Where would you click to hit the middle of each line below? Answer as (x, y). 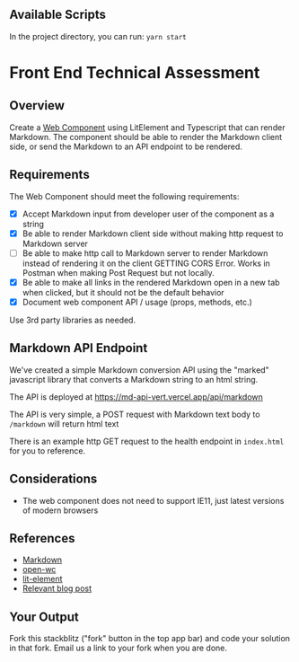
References (42, 538)
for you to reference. (48, 450)
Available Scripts (57, 15)
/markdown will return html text (64, 424)
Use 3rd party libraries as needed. (73, 320)
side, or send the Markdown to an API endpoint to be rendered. (126, 146)
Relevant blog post (57, 588)
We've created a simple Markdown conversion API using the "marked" (139, 370)
